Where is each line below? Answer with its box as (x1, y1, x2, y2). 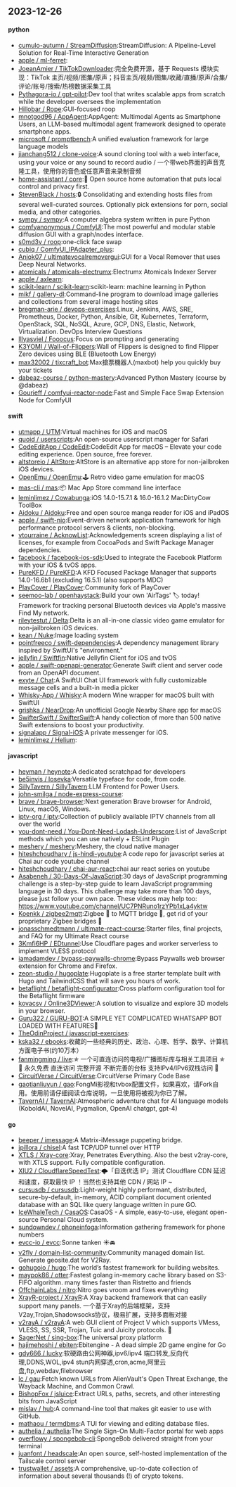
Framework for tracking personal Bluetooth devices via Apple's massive (18, 601, 226, 609)
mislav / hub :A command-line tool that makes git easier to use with (18, 1405, 211, 1413)
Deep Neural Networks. (18, 260, 86, 268)
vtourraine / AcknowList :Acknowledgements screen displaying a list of (18, 530, 223, 539)
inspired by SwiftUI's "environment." (18, 646, 124, 654)
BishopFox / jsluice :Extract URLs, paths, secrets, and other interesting (18, 1389, 221, 1398)
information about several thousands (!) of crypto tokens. (18, 1472, 184, 1480)
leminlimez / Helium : (18, 735, 77, 744)
